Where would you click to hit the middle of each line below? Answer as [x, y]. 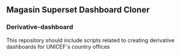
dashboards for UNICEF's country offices [58, 46]
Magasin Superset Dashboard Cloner [78, 10]
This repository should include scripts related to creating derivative [90, 40]
